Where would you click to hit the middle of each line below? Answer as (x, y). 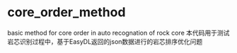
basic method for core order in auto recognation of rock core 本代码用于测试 (118, 33)
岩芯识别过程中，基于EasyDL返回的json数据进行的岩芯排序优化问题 (105, 41)
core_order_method (67, 12)
